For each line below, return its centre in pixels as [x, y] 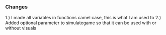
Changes [17, 7]
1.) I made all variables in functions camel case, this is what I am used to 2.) [83, 18]
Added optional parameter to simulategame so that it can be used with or [81, 23]
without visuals [21, 28]
